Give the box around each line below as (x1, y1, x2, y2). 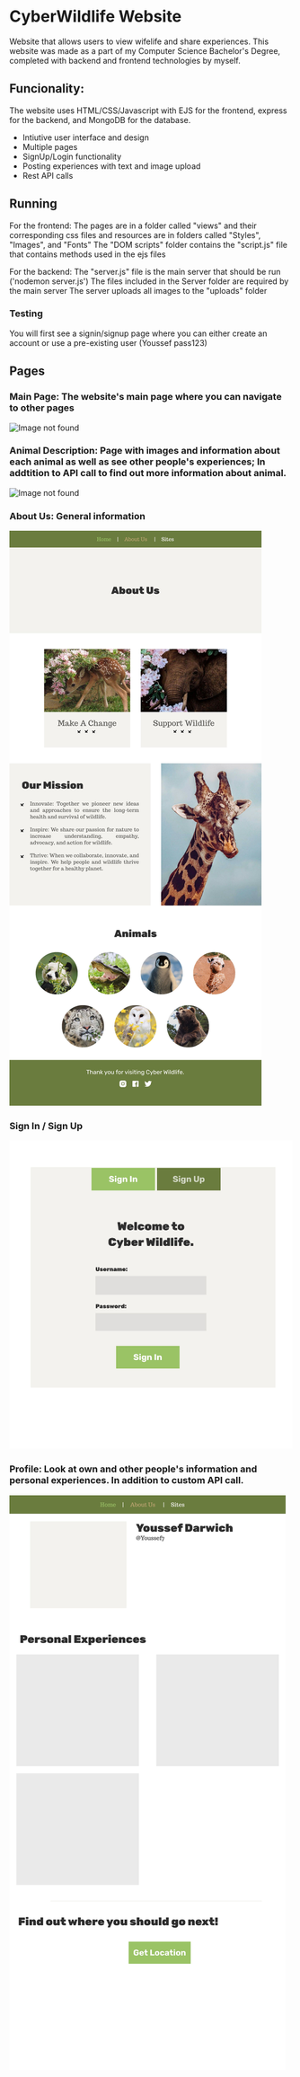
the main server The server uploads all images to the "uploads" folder (9, 285, 268, 296)
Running (9, 196, 58, 212)
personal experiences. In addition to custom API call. (9, 1474, 244, 1487)
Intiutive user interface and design (22, 132, 150, 143)
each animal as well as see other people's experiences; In (9, 455, 266, 468)
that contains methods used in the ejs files (9, 249, 166, 260)
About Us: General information (9, 509, 146, 522)
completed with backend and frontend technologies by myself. (9, 55, 241, 66)
